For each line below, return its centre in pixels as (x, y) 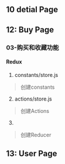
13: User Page (32, 154)
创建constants (37, 87)
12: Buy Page (30, 30)
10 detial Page (32, 10)
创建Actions (35, 111)
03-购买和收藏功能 (32, 48)
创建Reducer (36, 135)
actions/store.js (33, 99)
